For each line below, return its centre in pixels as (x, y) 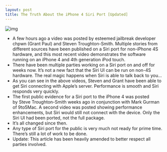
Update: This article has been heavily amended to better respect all (82, 139)
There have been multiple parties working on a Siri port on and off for (84, 65)
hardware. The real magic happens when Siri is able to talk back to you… (87, 75)
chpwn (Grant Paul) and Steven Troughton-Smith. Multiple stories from (85, 43)
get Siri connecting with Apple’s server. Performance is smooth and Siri (85, 86)
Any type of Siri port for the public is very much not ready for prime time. (87, 128)
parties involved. (29, 144)
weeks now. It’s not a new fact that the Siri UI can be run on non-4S (82, 70)
